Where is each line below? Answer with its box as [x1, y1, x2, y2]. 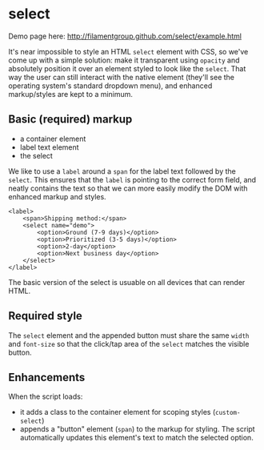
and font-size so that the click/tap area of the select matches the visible [8, 339, 250, 348]
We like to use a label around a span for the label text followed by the [8, 166, 236, 176]
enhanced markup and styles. [8, 191, 106, 201]
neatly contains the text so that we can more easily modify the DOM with [8, 183, 248, 193]
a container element [19, 134, 86, 143]
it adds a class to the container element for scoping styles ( [19, 408, 216, 417]
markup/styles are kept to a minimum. [8, 89, 134, 98]
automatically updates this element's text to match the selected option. [19, 433, 254, 443]
